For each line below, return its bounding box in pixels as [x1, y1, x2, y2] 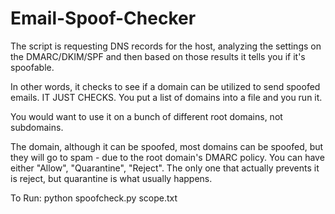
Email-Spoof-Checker [10, 7, 197, 30]
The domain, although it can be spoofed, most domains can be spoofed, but [10, 140, 324, 152]
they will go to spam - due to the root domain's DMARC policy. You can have [10, 151, 325, 163]
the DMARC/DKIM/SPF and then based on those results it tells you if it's [10, 50, 306, 62]
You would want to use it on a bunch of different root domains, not [10, 110, 283, 122]
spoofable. [10, 61, 55, 73]
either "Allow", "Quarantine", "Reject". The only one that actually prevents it [10, 162, 320, 174]
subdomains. [10, 121, 64, 133]
